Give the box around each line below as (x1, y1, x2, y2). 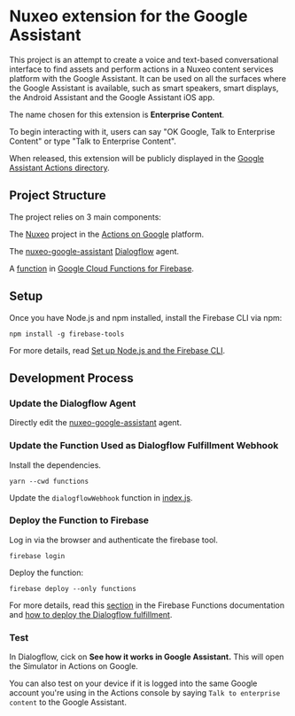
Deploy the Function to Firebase (9, 514, 149, 526)
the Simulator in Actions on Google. (9, 661, 139, 672)
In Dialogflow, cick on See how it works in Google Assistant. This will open (9, 651, 284, 662)
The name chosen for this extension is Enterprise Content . (9, 109, 225, 120)
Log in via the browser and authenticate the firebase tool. (9, 534, 219, 545)
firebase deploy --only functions (9, 584, 137, 593)
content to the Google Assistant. (9, 697, 127, 708)
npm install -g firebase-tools (9, 330, 125, 339)
